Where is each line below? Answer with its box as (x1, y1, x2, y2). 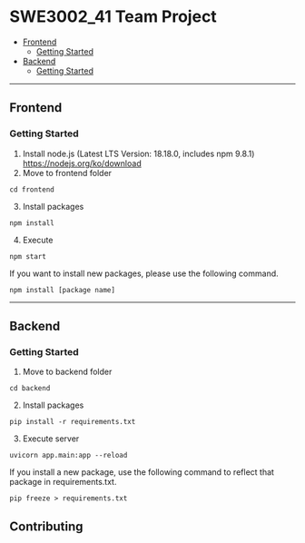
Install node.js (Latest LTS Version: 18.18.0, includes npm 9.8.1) (22, 148, 255, 159)
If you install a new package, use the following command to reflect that (9, 467, 275, 478)
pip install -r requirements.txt (9, 418, 136, 427)
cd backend (9, 384, 51, 393)
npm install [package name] (9, 285, 116, 294)
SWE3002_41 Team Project (9, 6, 218, 27)
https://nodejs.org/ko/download (22, 157, 143, 169)
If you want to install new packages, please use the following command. (9, 268, 279, 279)
